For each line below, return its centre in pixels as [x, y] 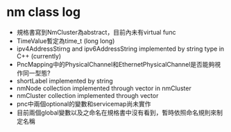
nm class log [44, 12]
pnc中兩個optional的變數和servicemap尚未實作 [84, 104]
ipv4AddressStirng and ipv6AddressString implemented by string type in [120, 49]
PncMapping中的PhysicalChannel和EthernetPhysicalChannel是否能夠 [115, 64]
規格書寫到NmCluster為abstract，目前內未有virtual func [96, 32]
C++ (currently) [39, 56]
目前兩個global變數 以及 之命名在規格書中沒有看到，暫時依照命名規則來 [117, 113]
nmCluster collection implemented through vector [87, 95]
